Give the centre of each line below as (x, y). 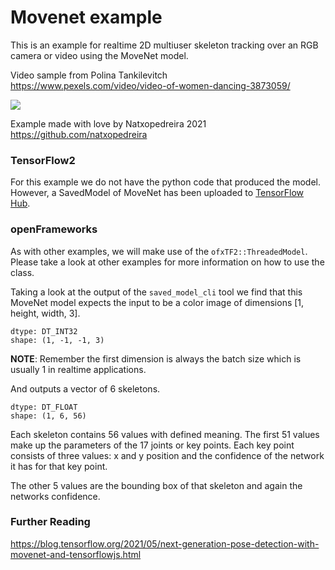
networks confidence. (55, 496)
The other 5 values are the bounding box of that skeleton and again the (156, 485)
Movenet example (86, 17)
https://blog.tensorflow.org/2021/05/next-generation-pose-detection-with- (165, 543)
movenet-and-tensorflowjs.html (76, 554)
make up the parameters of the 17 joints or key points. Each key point (152, 445)
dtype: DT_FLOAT (44, 407)
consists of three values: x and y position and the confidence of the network (167, 455)
